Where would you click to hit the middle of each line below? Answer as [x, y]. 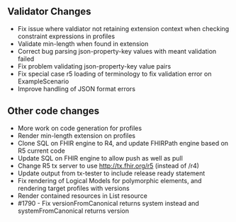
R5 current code [41, 151]
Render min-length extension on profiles [77, 135]
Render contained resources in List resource [82, 195]
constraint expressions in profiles [66, 36]
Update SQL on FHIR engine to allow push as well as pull [100, 158]
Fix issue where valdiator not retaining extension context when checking [123, 28]
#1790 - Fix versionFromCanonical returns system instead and [108, 203]
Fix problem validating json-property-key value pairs [94, 66]
